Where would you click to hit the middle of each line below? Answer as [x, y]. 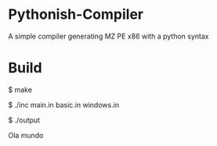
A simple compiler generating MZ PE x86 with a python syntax [108, 36]
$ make [20, 89]
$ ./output [24, 120]
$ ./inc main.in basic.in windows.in [64, 104]
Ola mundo [26, 135]
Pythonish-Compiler [76, 15]
